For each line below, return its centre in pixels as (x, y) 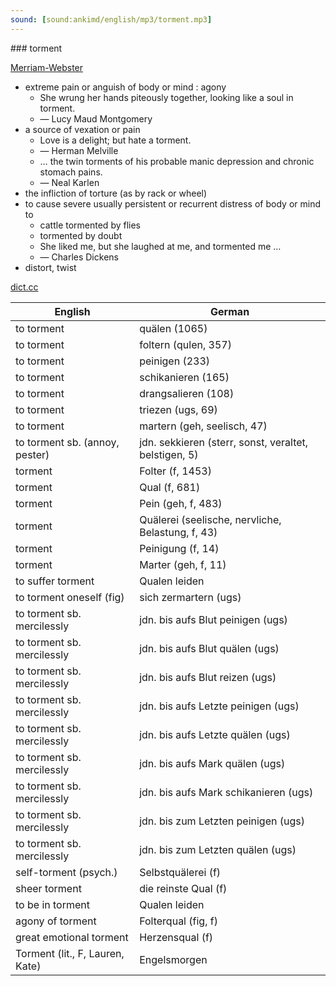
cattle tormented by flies (90, 225)
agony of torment (56, 921)
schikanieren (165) (184, 377)
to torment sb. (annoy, (67, 442)
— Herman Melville (79, 150)
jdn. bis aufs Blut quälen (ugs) (209, 648)
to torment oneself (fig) (70, 597)
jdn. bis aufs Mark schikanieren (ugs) (226, 792)
